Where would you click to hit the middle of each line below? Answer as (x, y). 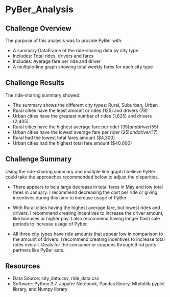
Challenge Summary (39, 159)
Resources (23, 266)
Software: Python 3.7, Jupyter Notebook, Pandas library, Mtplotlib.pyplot (89, 284)
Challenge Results (35, 83)
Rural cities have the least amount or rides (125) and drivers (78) (80, 110)
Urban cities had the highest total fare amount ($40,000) (72, 143)
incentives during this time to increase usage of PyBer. (70, 197)
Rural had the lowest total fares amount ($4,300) (64, 138)
